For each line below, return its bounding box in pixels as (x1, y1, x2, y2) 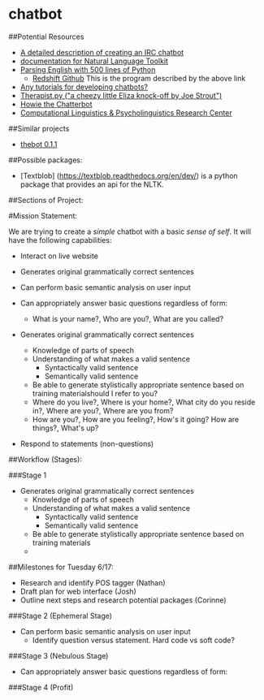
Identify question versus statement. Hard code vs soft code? (32, 635, 236, 645)
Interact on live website (19, 251, 99, 261)
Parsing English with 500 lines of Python (19, 64, 156, 74)
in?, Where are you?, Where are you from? (32, 405, 174, 415)
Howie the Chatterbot (19, 99, 93, 109)
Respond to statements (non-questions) (19, 439, 154, 448)
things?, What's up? (32, 423, 99, 433)
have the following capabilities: (8, 235, 112, 244)
